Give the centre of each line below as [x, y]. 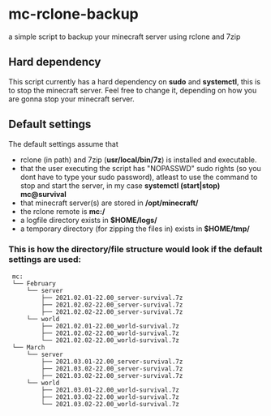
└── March [28, 347]
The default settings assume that [64, 144]
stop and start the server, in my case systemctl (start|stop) [120, 185]
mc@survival [43, 194]
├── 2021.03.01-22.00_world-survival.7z [110, 390]
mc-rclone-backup [74, 14]
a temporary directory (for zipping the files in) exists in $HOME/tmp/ [135, 229]
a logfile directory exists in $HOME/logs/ [88, 220]
